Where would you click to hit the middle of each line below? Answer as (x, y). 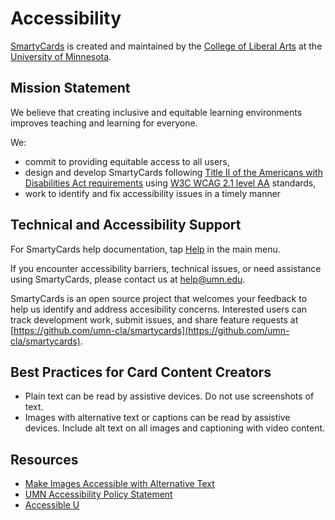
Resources (44, 459)
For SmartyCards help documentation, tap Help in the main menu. (145, 249)
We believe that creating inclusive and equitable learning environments (156, 112)
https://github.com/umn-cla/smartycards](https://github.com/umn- (151, 330)
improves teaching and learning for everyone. (104, 123)
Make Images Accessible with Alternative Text (119, 484)
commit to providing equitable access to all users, (127, 161)
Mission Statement (70, 88)
